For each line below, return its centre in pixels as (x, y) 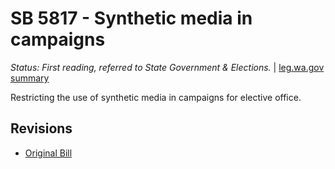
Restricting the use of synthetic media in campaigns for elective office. (156, 97)
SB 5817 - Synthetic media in (131, 18)
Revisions (41, 128)
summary (30, 78)
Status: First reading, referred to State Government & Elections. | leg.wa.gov (167, 67)
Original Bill (48, 153)
